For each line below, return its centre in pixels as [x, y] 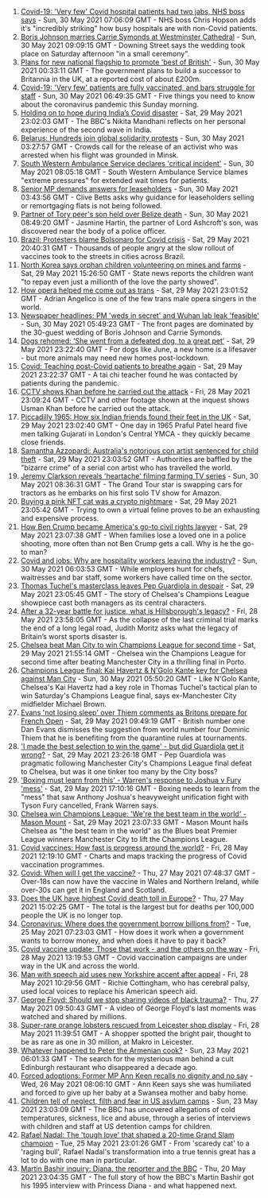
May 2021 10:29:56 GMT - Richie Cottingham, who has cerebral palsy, [135, 983]
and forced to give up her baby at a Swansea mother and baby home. [134, 1093]
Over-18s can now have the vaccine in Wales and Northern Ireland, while [140, 881]
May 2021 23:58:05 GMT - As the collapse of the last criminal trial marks [140, 620]
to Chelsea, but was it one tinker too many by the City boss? [119, 772]
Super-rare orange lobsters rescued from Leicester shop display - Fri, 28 [140, 1025]
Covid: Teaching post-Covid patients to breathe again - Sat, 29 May [131, 366]
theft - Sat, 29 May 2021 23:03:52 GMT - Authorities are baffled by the [136, 459]
